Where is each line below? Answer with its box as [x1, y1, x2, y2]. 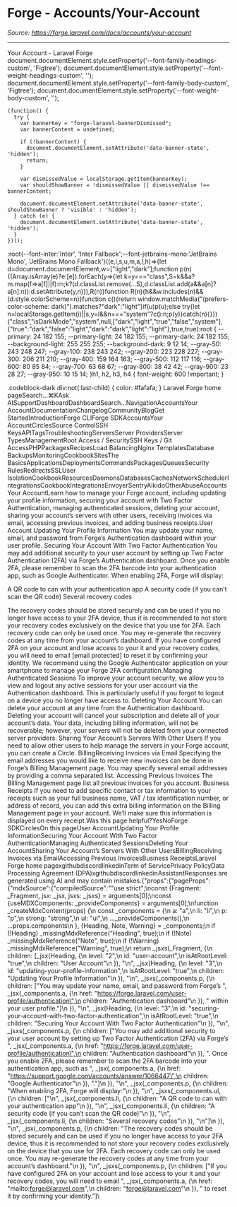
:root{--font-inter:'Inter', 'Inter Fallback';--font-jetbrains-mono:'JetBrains [7, 249, 217, 258]
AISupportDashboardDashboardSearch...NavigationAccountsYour [7, 398, 198, 407]
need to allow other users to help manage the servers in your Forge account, [7, 741, 230, 750]
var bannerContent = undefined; [20, 126, 115, 133]
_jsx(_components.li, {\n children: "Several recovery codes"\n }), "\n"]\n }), [7, 1117, 225, 1125]
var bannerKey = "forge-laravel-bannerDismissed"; [20, 119, 172, 126]
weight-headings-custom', [7, 71, 85, 79]
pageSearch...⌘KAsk [7, 391, 70, 399]
